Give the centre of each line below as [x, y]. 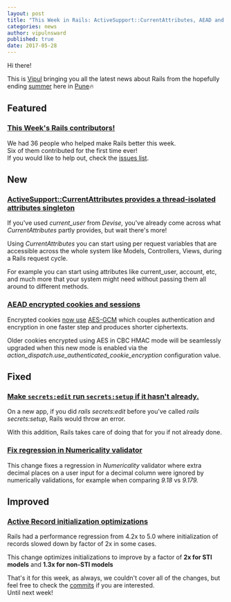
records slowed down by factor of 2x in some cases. [82, 544]
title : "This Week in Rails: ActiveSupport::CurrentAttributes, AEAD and [116, 20]
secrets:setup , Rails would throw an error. [66, 419]
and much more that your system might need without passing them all [107, 279]
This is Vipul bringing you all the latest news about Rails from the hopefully [113, 79]
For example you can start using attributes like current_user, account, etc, [112, 272]
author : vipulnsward [37, 33]
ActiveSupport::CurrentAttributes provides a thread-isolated [112, 199]
